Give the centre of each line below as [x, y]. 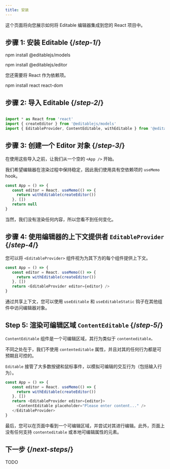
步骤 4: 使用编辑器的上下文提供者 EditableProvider [85, 237]
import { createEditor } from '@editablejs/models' [61, 124]
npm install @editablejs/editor [36, 65]
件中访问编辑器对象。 [27, 308]
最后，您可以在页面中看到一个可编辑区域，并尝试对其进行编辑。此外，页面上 [85, 425]
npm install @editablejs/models [38, 55]
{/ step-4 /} [22, 245]
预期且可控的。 [21, 355]
